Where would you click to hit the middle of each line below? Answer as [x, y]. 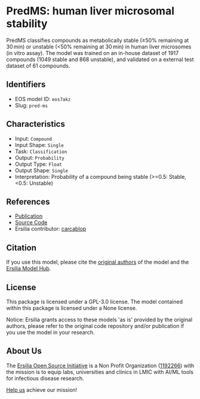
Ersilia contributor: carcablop [50, 229]
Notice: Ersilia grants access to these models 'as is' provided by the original [99, 319]
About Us [24, 351]
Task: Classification [41, 151]
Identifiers [26, 85]
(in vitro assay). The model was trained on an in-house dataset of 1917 [93, 53]
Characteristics [36, 124]
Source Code [31, 223]
